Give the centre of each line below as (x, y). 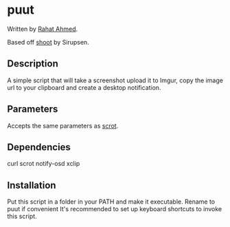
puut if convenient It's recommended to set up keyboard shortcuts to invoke (114, 209)
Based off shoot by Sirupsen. (48, 42)
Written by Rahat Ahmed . (43, 29)
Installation (32, 185)
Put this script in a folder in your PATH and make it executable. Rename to (111, 202)
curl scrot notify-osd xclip (44, 164)
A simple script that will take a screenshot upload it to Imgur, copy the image (115, 80)
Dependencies (39, 147)
